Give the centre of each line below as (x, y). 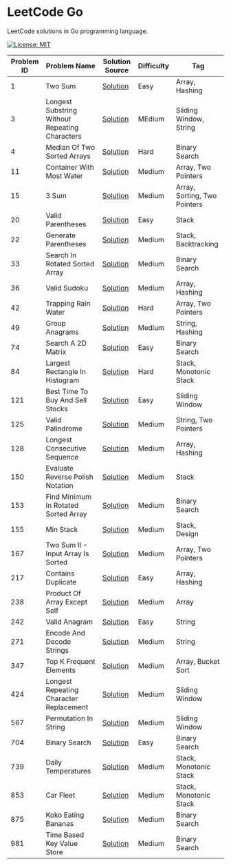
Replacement (67, 707)
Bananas (60, 823)
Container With (70, 167)
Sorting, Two (196, 195)
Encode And (66, 633)
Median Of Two (70, 147)
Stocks (57, 409)
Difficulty (154, 66)
